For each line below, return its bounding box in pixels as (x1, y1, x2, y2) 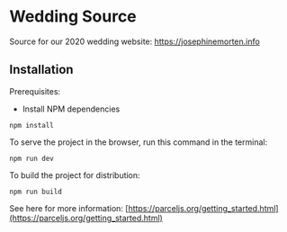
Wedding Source (9, 6, 137, 27)
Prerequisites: (9, 85, 61, 96)
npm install (9, 120, 54, 129)
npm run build (9, 187, 63, 196)
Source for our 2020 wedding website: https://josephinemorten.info (9, 36, 261, 47)
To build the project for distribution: (9, 169, 141, 181)
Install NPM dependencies (22, 103, 121, 114)
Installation (9, 62, 74, 77)
